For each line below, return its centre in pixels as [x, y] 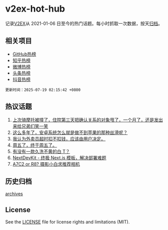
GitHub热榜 [24, 54]
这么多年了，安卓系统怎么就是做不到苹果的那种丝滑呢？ [70, 132]
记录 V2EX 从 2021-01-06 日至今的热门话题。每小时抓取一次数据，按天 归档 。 [84, 23]
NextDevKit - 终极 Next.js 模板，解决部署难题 [60, 158]
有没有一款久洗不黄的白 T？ [41, 151]
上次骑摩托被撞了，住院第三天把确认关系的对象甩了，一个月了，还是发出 [88, 120]
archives [14, 194]
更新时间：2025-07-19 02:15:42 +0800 [43, 90]
